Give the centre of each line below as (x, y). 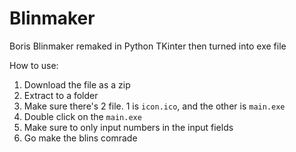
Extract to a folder (61, 95)
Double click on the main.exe (82, 116)
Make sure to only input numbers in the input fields (128, 127)
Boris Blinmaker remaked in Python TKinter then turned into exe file (148, 46)
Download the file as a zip (77, 84)
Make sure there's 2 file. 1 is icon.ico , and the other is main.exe (154, 106)
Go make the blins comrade (80, 138)
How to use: (34, 65)
